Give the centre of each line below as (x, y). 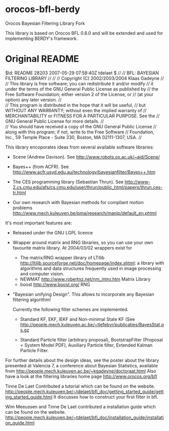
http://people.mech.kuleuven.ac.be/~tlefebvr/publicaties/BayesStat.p (92, 324)
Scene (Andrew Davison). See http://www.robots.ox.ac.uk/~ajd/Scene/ (86, 157)
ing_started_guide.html (29, 397)
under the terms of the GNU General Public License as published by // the (82, 89)
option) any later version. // (33, 100)
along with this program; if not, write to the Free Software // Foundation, (80, 132)
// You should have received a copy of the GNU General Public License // (81, 126)
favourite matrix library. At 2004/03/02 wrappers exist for (72, 248)
